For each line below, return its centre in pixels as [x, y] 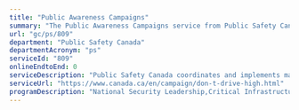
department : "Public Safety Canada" [77, 42]
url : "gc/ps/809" [41, 34]
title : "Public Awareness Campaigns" [79, 17]
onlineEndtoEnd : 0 [43, 67]
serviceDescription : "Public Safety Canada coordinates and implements [145, 75]
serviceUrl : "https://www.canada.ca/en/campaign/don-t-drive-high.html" [147, 83]
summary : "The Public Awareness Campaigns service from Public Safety [143, 26]
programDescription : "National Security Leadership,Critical [125, 91]
